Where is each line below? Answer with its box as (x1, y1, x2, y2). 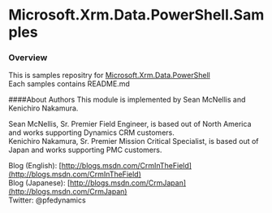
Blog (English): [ (8, 161, 63, 171)
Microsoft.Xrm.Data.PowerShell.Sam (8, 6, 265, 24)
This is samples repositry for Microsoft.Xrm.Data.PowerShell (8, 71, 211, 80)
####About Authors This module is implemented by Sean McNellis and (8, 95, 246, 105)
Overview (8, 52, 48, 63)
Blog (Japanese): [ (8, 178, 71, 188)
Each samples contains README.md (8, 79, 130, 89)
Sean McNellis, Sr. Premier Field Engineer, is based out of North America (8, 120, 252, 129)
